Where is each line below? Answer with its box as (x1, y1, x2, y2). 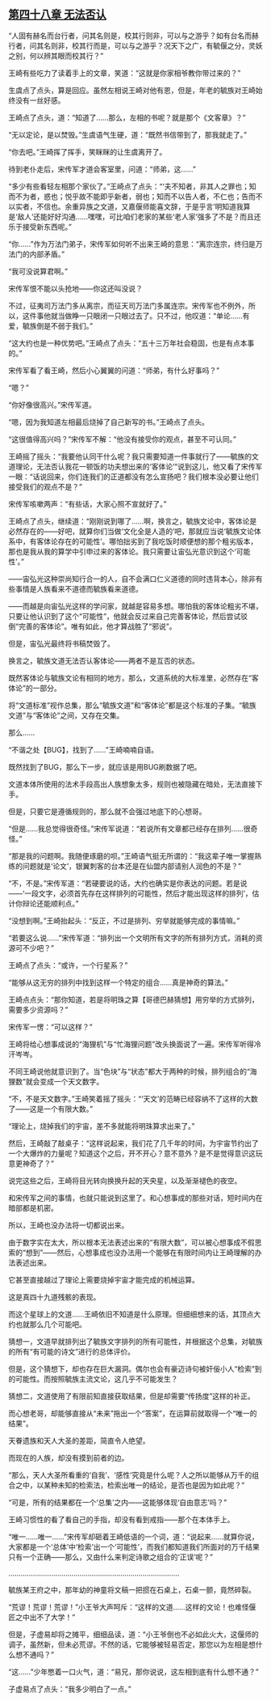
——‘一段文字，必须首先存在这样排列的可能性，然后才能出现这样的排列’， (8, 889, 252, 898)
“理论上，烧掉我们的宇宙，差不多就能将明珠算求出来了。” (8, 1121, 195, 1130)
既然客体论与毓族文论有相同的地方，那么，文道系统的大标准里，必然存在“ (8, 672, 252, 682)
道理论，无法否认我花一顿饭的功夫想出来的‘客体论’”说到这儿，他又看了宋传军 (8, 461, 263, 471)
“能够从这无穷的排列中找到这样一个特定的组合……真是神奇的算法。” (8, 978, 228, 987)
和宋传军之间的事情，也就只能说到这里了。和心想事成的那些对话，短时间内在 (8, 1193, 263, 1203)
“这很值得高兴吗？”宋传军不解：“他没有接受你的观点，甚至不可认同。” (8, 434, 236, 443)
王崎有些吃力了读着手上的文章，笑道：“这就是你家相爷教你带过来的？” (8, 68, 241, 78)
